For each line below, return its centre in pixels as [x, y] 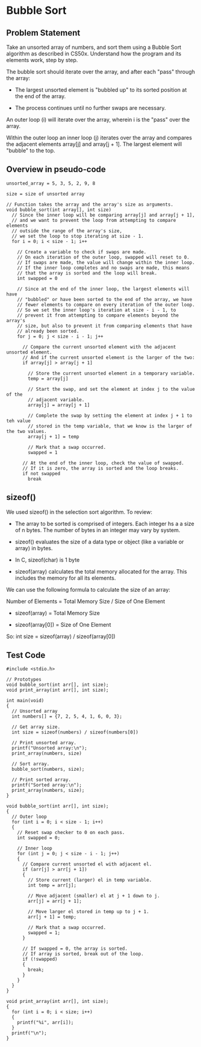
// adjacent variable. [56, 400]
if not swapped [41, 473]
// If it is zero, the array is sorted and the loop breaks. [100, 468]
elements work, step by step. [42, 60]
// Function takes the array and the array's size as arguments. [90, 204]
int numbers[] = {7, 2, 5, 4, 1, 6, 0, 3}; [67, 716]
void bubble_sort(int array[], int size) [59, 210]
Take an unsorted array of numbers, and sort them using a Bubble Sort [94, 47]
